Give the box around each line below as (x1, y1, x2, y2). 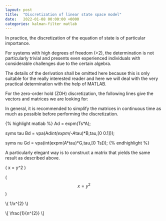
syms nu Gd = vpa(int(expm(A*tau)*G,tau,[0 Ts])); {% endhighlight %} (5, 140, 150, 146)
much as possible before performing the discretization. (5, 111, 118, 117)
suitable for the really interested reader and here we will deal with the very (5, 75, 158, 81)
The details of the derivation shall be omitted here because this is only (5, 70, 150, 76)
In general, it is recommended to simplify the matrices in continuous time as (5, 105, 161, 111)
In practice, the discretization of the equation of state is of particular (5, 35, 146, 41)
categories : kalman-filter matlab (5, 21, 77, 26)
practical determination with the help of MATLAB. (5, 81, 106, 87)
